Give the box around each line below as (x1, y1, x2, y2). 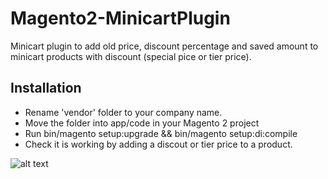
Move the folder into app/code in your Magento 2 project (24, 117, 260, 129)
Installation (10, 80, 82, 97)
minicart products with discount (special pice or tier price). (10, 50, 252, 62)
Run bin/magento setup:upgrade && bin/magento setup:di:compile (24, 127, 298, 139)
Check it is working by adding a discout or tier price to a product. (24, 138, 293, 150)
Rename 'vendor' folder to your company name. (24, 106, 223, 118)
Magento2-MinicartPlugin (10, 7, 231, 30)
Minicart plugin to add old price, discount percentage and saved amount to (10, 40, 319, 52)
